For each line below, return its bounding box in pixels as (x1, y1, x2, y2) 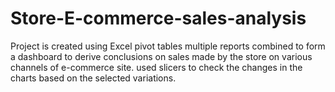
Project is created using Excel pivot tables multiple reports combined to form (10, 40, 326, 52)
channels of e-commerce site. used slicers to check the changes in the (10, 61, 303, 73)
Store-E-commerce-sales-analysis (10, 7, 307, 30)
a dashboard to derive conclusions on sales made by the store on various (10, 50, 313, 62)
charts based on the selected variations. (10, 72, 177, 84)
